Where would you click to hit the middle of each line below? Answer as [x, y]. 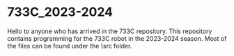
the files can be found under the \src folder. [70, 46]
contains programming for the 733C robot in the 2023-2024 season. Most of [117, 38]
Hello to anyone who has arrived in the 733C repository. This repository [110, 31]
